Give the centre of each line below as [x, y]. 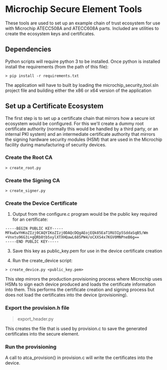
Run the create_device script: [42, 261]
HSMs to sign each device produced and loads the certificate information [81, 284]
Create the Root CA [29, 157]
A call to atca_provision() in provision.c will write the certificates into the [79, 358]
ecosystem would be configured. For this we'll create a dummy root [75, 123]
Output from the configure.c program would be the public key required [85, 214]
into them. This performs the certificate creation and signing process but [80, 290]
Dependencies [28, 49]
